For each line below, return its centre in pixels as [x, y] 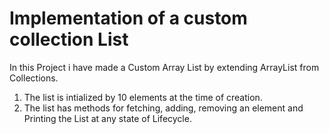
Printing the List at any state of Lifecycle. [107, 118]
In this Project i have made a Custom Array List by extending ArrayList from [164, 67]
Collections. [34, 78]
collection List [69, 39]
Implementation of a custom [128, 18]
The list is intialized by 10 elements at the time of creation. [143, 97]
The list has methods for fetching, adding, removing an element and [163, 108]
